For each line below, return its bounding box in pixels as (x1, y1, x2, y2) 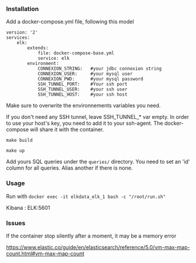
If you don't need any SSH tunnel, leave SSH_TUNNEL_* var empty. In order (6, 113, 190, 121)
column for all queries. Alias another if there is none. (6, 164, 133, 171)
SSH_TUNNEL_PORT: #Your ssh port (37, 82, 128, 87)
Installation (6, 5, 39, 13)
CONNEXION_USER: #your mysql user (37, 71, 133, 77)
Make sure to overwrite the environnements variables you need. (6, 102, 161, 109)
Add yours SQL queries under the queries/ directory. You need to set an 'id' (6, 158, 190, 165)
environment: (27, 61, 59, 67)
